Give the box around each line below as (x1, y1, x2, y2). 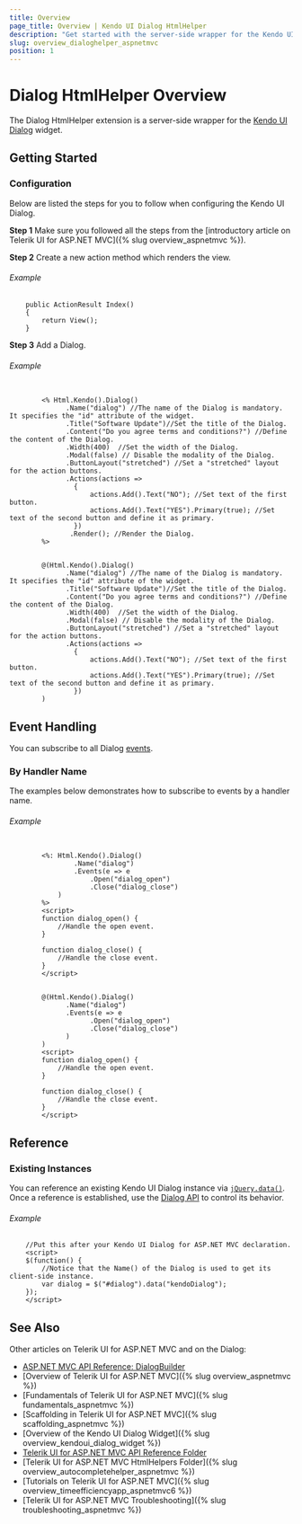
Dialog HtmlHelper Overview (9, 85, 227, 106)
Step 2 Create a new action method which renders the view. (9, 252, 232, 262)
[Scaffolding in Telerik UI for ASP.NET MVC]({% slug (22, 1409, 218, 1420)
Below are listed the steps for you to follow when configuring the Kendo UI (9, 198, 285, 208)
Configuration (9, 177, 72, 190)
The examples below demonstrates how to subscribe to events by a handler (9, 785, 290, 796)
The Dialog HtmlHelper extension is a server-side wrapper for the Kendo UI (9, 115, 288, 126)
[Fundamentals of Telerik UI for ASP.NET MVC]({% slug (22, 1390, 228, 1401)
